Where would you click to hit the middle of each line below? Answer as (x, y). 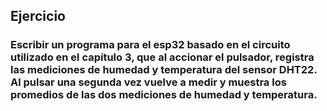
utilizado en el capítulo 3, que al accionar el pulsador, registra (162, 57)
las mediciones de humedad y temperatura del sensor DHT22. (164, 70)
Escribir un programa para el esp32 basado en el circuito (150, 45)
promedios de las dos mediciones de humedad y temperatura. (164, 95)
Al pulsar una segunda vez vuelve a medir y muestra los (148, 82)
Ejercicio (38, 16)
